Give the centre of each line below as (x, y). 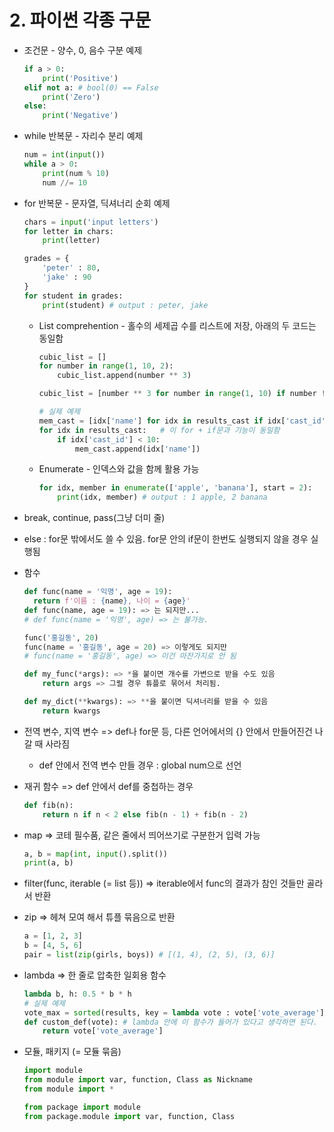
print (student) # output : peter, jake (125, 305)
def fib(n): (48, 805)
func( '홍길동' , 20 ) (61, 637)
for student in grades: (73, 296)
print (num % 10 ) (76, 173)
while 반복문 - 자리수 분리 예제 (83, 136)
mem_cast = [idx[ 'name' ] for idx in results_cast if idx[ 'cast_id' (182, 421)
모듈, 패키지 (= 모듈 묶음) (72, 1052)
